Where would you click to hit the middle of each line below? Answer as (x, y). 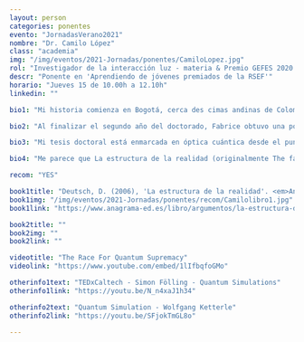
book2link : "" (36, 242)
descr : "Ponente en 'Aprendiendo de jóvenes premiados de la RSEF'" (141, 77)
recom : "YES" (34, 176)
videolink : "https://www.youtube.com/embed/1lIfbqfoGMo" (119, 266)
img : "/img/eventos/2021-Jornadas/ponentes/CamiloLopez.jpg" (127, 60)
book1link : (30, 208)
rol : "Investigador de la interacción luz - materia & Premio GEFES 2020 (152, 69)
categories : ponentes (50, 26)
